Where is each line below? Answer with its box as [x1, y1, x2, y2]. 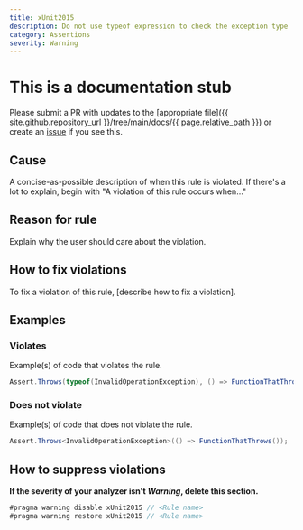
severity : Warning [9, 38, 78, 48]
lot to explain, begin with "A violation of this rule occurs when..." [9, 186, 247, 197]
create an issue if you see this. [9, 126, 124, 137]
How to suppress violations [9, 461, 166, 477]
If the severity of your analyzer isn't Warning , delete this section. [9, 486, 259, 497]
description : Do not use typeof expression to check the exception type [9, 22, 289, 31]
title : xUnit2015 [9, 13, 75, 23]
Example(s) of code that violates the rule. [9, 360, 162, 371]
